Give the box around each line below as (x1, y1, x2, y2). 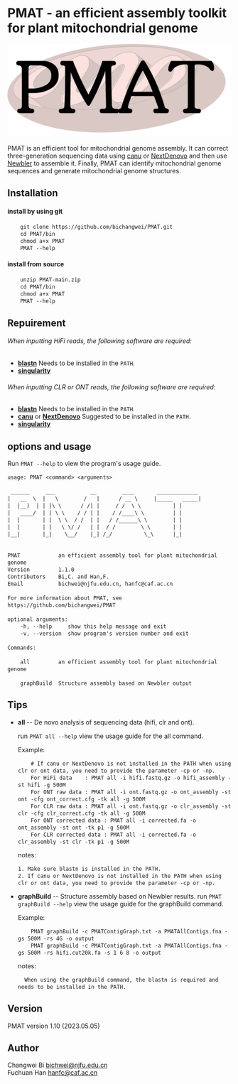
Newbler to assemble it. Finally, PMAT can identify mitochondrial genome (7, 158, 222, 168)
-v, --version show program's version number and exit (20, 630, 190, 637)
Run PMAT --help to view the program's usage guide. (7, 460, 161, 468)
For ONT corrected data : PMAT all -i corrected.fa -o (31, 817, 197, 824)
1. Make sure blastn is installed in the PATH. (17, 865, 161, 872)
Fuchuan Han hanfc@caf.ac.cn (7, 1068, 98, 1077)
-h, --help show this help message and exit (20, 623, 167, 630)
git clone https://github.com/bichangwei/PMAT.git (20, 224, 173, 231)
